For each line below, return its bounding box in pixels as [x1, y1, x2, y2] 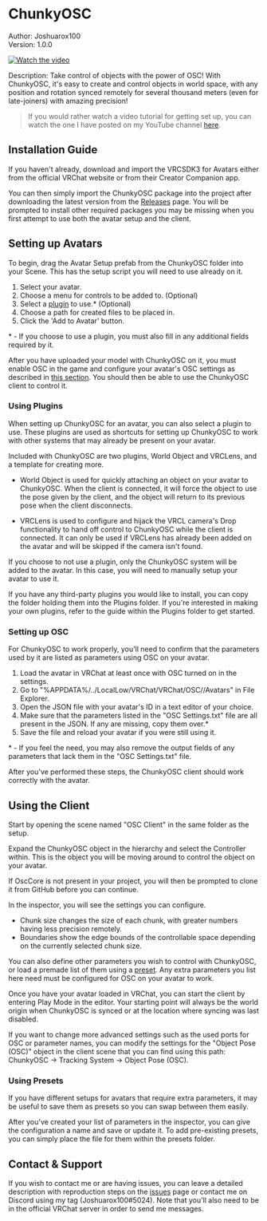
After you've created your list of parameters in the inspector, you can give [8, 1117, 251, 1127]
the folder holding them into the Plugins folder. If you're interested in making [8, 598, 258, 607]
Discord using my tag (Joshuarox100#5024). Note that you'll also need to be [8, 1195, 259, 1205]
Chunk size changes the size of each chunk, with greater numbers [19, 915, 238, 925]
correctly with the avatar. [8, 776, 90, 785]
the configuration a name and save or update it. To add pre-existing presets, [8, 1126, 259, 1136]
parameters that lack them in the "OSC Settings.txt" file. [8, 752, 192, 761]
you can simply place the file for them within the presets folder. [8, 1134, 215, 1144]
